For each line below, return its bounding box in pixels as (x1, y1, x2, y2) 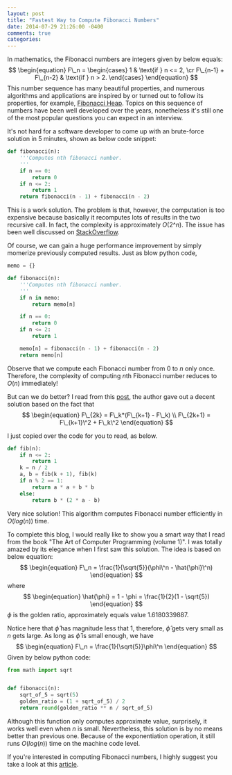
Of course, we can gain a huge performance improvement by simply (7, 241, 202, 250)
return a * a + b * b (32, 484, 95, 491)
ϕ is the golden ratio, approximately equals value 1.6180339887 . (7, 610, 189, 619)
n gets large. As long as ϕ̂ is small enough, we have (7, 631, 154, 639)
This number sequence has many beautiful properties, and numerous (7, 84, 205, 92)
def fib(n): (7, 445, 42, 452)
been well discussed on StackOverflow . (7, 228, 120, 236)
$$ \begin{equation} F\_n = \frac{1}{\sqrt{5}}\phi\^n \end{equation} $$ (15, 642, 217, 651)
